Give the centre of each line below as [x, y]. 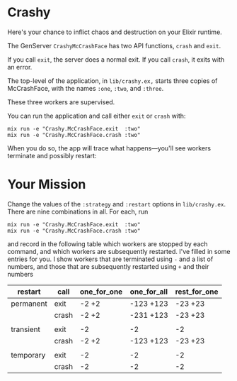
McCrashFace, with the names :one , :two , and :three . [86, 88]
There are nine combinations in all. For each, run [78, 211]
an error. [20, 67]
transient [26, 329]
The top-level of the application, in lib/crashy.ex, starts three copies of [112, 81]
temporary [28, 355]
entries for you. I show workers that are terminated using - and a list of [110, 259]
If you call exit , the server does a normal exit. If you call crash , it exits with [116, 59]
